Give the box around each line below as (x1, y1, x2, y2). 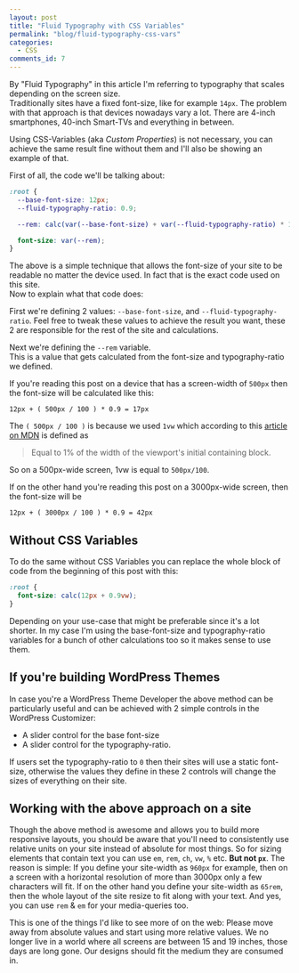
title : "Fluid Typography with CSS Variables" (9, 21, 185, 30)
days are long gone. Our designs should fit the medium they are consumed (9, 945, 284, 957)
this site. (9, 280, 40, 290)
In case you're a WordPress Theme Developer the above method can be (9, 693, 274, 704)
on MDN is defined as (9, 430, 89, 441)
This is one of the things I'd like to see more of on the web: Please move (9, 918, 274, 928)
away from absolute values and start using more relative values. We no (9, 927, 269, 937)
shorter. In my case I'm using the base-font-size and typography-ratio (9, 625, 265, 636)
